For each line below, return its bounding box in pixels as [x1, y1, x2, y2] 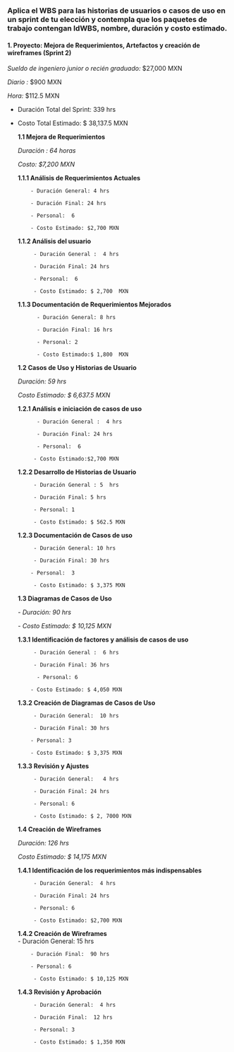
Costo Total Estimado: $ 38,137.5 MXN [17, 119, 128, 127]
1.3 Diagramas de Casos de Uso [17, 594, 112, 603]
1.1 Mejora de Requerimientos [17, 133, 106, 141]
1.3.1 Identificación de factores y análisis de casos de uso [17, 635, 189, 644]
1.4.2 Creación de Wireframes [17, 930, 107, 938]
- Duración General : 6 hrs [33, 649, 119, 657]
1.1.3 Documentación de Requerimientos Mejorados [17, 300, 171, 309]
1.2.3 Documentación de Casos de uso [17, 531, 133, 540]
